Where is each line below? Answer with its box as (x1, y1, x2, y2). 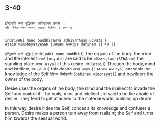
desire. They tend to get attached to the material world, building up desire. (5, 96, 153, 101)
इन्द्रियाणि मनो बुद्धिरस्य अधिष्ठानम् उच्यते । (5, 21, 65, 26)
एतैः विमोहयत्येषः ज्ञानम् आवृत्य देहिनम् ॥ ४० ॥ (5, 25, 72, 30)
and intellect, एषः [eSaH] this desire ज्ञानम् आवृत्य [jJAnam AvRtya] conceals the (5, 66, 151, 71)
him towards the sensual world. (5, 115, 68, 121)
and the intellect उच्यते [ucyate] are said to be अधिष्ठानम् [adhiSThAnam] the (5, 56, 144, 61)
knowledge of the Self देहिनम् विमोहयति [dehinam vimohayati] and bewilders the (5, 71, 154, 77)
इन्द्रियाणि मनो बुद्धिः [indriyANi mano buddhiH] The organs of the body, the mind (5, 50, 152, 56)
